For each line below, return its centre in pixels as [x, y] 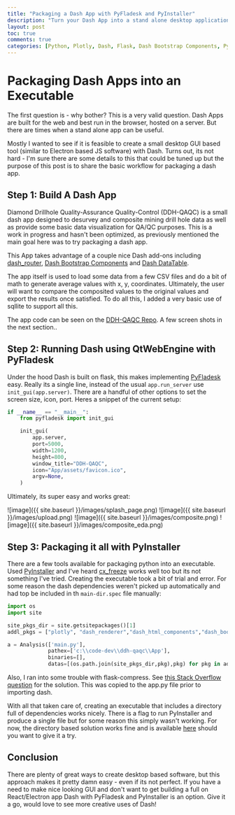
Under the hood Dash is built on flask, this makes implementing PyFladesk [114, 377]
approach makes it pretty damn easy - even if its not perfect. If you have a [114, 781]
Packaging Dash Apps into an [94, 81]
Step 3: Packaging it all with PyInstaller [94, 547]
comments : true [29, 40]
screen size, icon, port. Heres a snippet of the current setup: [94, 399]
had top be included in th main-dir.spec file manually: [85, 593]
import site [24, 613]
